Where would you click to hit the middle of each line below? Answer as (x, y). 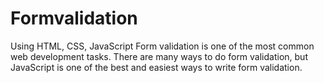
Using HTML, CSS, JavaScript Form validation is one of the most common (162, 46)
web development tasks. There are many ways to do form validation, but (159, 56)
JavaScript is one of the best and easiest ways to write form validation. (156, 67)
